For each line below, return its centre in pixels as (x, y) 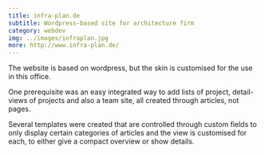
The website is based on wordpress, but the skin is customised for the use (131, 68)
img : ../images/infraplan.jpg (59, 38)
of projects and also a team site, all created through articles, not (134, 101)
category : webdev (37, 30)
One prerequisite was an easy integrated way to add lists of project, (120, 92)
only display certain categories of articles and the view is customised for (128, 133)
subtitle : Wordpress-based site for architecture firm (101, 23)
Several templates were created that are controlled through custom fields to (132, 124)
